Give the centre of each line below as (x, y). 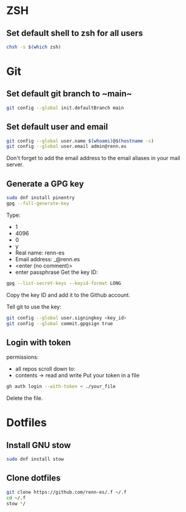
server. (15, 164)
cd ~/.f (16, 498)
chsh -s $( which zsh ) (34, 47)
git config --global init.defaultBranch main (65, 108)
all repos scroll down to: (45, 369)
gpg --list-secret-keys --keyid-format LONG (64, 283)
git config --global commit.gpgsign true (60, 323)
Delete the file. (25, 398)
